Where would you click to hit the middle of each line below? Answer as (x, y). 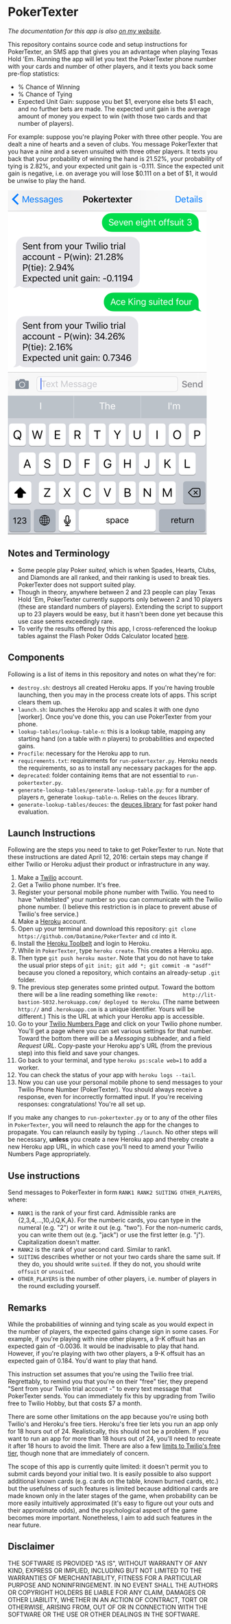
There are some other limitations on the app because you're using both (108, 1417)
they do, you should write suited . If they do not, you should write (109, 1264)
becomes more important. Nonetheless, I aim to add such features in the (110, 1518)
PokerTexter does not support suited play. (77, 585)
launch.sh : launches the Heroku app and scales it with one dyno (108, 709)
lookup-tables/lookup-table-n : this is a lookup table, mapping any (111, 731)
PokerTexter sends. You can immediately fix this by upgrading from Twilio (111, 1396)
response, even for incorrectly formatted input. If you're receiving (110, 1097)
